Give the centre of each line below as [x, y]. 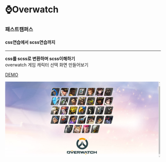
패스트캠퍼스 [19, 29]
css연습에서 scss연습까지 [30, 42]
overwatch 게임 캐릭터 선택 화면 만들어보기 [47, 65]
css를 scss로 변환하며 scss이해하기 [40, 59]
